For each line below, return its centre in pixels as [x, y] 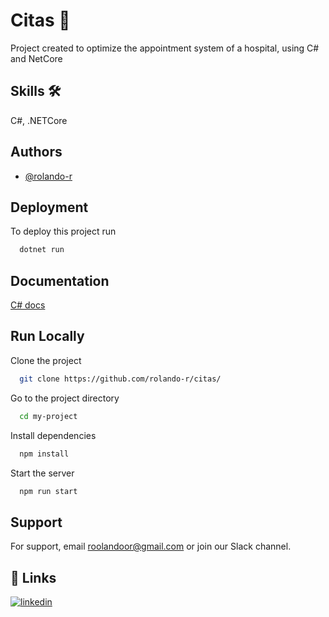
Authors [36, 152]
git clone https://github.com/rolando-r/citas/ [120, 379]
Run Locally [47, 336]
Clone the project [46, 360]
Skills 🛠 [36, 91]
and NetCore [36, 58]
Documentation [60, 280]
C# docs [28, 305]
